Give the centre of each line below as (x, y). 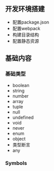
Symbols (16, 163)
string (18, 91)
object (19, 139)
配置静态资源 (25, 41)
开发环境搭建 (25, 9)
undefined (23, 117)
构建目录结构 (25, 35)
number (20, 96)
